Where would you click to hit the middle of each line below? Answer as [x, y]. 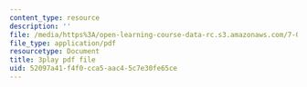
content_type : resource [55, 18]
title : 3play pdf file [53, 60]
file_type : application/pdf [63, 43]
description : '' [40, 26]
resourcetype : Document [55, 52]
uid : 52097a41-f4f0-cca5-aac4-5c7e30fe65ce [94, 69]
